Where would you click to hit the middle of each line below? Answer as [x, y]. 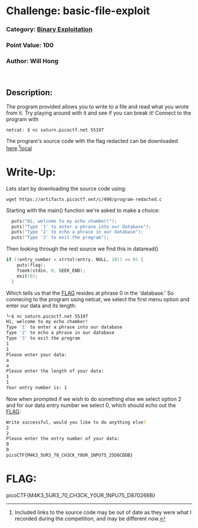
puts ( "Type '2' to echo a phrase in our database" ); [77, 232]
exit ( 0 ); [27, 276]
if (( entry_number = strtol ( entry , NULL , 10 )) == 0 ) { [75, 260]
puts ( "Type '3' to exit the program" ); [60, 237]
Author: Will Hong [32, 61]
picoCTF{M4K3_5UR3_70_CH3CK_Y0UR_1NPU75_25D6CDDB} [70, 455]
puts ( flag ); [31, 265]
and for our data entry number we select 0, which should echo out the [91, 405]
